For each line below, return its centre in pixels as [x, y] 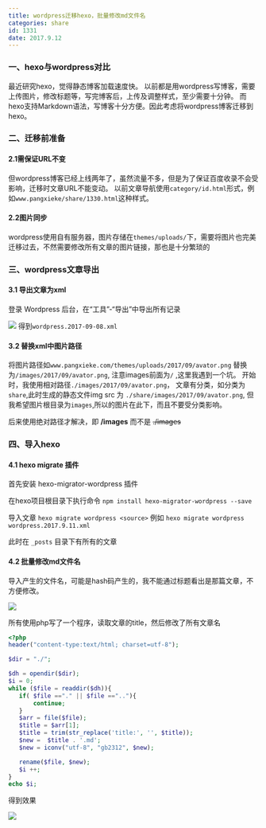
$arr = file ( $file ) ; [53, 718]
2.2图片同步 [28, 218]
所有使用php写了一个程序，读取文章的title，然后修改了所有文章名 [114, 623]
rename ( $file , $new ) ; [54, 762]
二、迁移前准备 [37, 139]
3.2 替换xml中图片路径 [45, 346]
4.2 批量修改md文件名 [44, 561]
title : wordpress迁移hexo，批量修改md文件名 [77, 16]
